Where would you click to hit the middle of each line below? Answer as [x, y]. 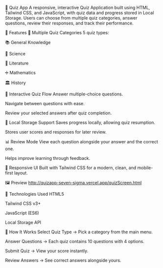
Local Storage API [23, 222]
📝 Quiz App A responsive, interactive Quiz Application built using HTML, [78, 8]
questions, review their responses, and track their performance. [69, 23]
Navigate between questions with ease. [45, 103]
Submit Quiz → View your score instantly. [47, 251]
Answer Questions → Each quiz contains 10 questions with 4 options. [75, 241]
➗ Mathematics [20, 73]
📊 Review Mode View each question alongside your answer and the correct [81, 142]
